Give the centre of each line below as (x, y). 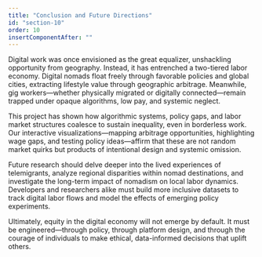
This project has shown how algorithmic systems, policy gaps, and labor (125, 116)
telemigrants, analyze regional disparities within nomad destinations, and (126, 173)
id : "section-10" (36, 23)
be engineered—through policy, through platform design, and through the (127, 230)
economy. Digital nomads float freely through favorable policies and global (129, 76)
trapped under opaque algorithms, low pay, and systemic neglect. (115, 101)
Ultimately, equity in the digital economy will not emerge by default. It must (129, 222)
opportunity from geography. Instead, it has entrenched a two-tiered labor (128, 68)
